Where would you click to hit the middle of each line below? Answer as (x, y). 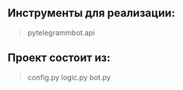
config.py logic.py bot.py (69, 77)
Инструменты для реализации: (91, 13)
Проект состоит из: (59, 58)
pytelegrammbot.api (61, 32)
